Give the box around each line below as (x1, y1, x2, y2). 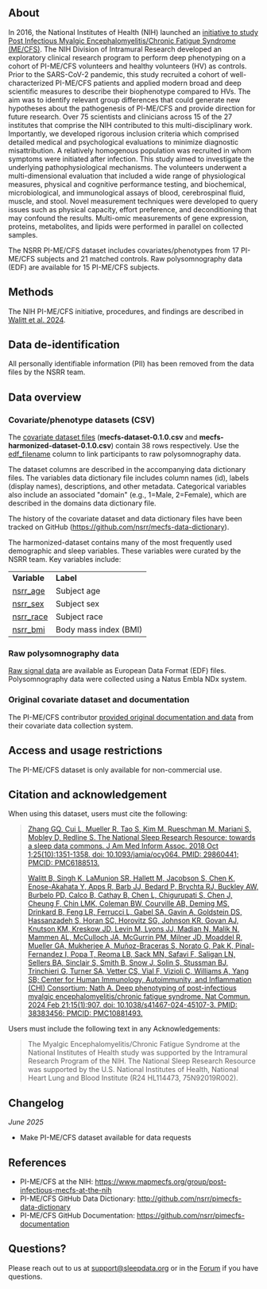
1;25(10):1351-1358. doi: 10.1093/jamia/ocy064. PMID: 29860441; (27, 850, 239, 859)
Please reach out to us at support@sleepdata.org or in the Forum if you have (8, 1263, 259, 1272)
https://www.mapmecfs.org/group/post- (95, 1176, 226, 1186)
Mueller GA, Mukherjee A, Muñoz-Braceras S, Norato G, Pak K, (27, 941, 234, 950)
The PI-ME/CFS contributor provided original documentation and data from (8, 712, 254, 722)
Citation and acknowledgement (8, 788, 167, 801)
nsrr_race (12, 611, 48, 622)
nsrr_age (12, 586, 45, 597)
